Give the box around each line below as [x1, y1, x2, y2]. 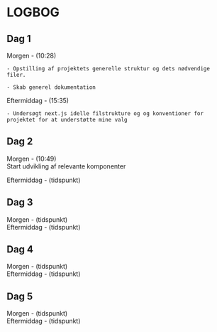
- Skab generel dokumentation [6, 84, 96, 91]
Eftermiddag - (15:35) [6, 97, 69, 105]
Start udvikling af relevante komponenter [6, 161, 126, 171]
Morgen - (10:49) [6, 154, 57, 163]
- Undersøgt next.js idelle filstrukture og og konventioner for [6, 110, 204, 117]
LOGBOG [6, 4, 60, 21]
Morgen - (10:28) [6, 51, 57, 60]
